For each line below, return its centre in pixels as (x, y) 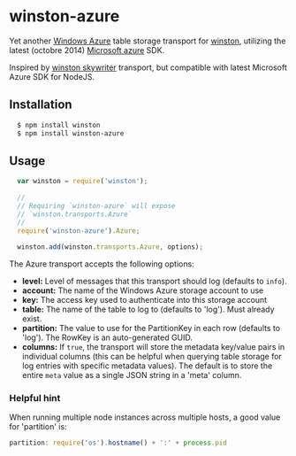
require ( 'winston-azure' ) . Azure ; (79, 231)
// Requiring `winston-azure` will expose (96, 205)
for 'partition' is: (38, 427)
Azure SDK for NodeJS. (52, 76)
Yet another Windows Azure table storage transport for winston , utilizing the (148, 41)
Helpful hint (35, 398)
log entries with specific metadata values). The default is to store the (147, 366)
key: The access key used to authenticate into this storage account (144, 300)
